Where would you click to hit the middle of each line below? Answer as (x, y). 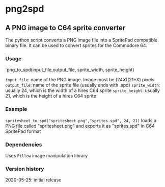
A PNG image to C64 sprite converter (65, 28)
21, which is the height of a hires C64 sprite (51, 96)
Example (16, 109)
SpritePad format (23, 131)
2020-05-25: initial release (33, 180)
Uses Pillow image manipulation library (47, 155)
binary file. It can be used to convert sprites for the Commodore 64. (76, 45)
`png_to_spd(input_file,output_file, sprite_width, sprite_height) (70, 70)
